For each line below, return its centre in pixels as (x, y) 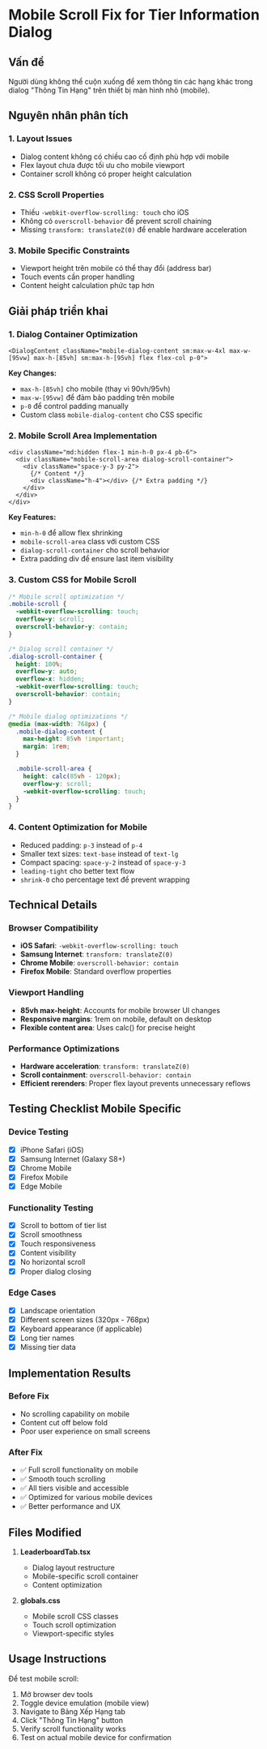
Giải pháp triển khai (58, 311)
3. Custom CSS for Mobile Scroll (72, 580)
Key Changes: (32, 373)
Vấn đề (26, 62)
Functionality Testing (51, 1208)
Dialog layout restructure (73, 1567)
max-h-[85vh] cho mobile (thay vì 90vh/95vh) (95, 389)
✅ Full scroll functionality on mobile (79, 1470)
